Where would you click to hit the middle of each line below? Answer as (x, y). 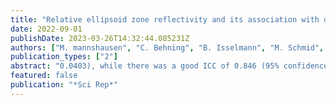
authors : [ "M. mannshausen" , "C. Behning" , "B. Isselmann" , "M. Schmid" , (167, 47)
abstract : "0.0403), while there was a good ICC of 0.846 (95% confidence (169, 66)
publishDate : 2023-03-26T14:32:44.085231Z (100, 38)
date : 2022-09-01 (46, 29)
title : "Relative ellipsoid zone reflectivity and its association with (165, 19)
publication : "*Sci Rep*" (64, 85)
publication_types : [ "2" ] (64, 57)
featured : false (44, 76)
